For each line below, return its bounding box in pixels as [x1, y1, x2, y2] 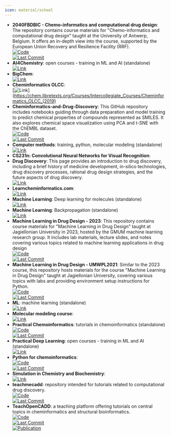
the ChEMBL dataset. [12, 125, 57, 131]
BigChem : [12, 70, 34, 77]
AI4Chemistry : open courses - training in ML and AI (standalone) [12, 60, 151, 66]
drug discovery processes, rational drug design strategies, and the [12, 169, 153, 175]
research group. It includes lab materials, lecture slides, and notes [12, 234, 152, 240]
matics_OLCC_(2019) [12, 98, 56, 104]
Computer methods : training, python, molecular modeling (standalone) [12, 142, 162, 148]
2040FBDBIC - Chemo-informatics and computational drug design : [12, 22, 158, 28]
